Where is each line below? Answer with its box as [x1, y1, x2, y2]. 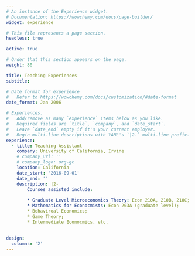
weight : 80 [6, 62, 33, 68]
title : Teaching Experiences [6, 73, 77, 78]
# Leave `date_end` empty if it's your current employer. [6, 127, 156, 132]
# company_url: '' [16, 153, 61, 160]
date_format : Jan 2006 [6, 100, 61, 105]
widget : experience [6, 19, 54, 25]
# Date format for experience [6, 88, 80, 94]
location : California [16, 165, 69, 170]
